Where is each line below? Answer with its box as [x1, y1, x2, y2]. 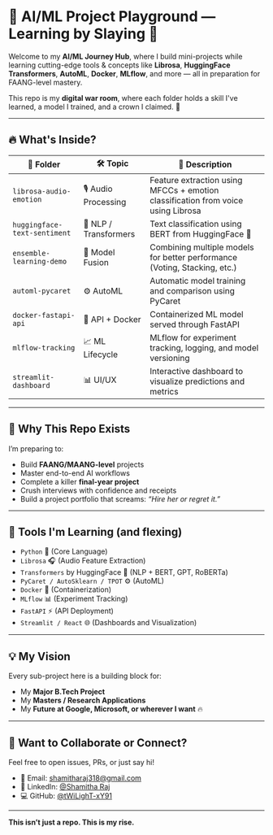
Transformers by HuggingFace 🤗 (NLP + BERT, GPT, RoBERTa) [19, 568, 229, 577]
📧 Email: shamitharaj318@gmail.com [19, 773, 142, 783]
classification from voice [149, 194, 244, 206]
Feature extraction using [149, 174, 243, 185]
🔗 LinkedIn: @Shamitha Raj [19, 782, 110, 791]
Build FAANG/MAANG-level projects [19, 459, 145, 469]
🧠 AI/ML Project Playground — [8, 7, 216, 26]
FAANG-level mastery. [8, 77, 83, 87]
